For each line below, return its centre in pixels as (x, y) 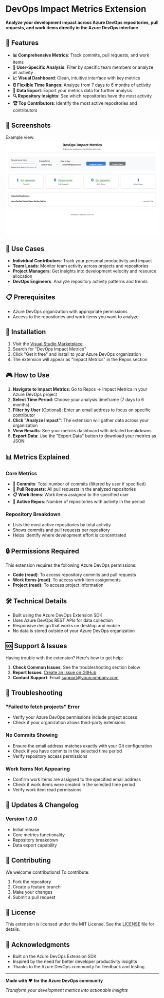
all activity (23, 72)
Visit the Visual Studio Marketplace (48, 344)
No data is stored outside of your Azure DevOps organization (74, 631)
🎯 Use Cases (25, 249)
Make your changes (32, 892)
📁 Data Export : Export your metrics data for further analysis (72, 90)
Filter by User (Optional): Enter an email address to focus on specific (82, 410)
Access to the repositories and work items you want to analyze (76, 317)
